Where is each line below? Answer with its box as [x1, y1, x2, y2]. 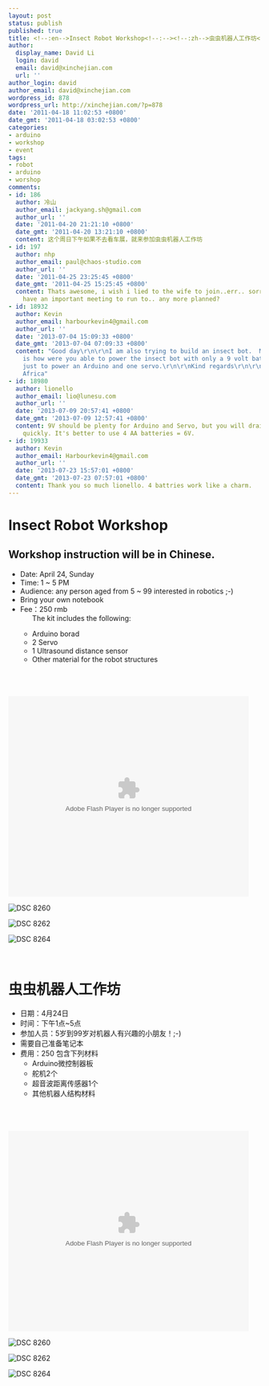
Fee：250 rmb [19, 604, 68, 614]
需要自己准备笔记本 [19, 1038, 84, 1048]
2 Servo [31, 637, 58, 646]
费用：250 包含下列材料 [19, 1048, 98, 1058]
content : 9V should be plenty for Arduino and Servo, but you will [15, 422, 246, 430]
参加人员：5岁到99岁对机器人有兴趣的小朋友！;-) [19, 1028, 182, 1038]
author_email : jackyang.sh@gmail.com [15, 205, 142, 213]
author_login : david [8, 79, 78, 87]
